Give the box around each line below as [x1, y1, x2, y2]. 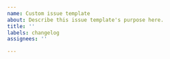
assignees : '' [7, 36, 48, 43]
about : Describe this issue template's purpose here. [7, 16, 165, 23]
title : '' [7, 23, 36, 29]
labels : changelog [7, 29, 60, 36]
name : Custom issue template [7, 10, 90, 17]
